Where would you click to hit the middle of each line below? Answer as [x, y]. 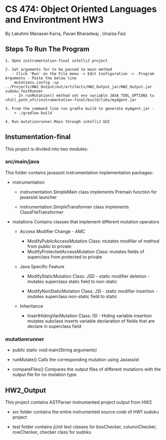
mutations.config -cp [36, 82]
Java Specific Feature [42, 266]
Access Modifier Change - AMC [52, 231]
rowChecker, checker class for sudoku [52, 432]
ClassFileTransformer [41, 212]
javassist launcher [38, 197]
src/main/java [22, 162]
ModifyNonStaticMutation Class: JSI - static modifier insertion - [92, 291]
